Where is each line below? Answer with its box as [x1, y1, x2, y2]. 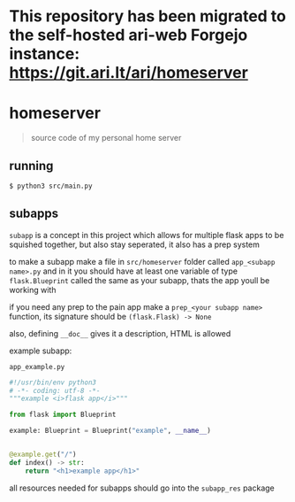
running [9, 158, 54, 174]
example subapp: [9, 345, 72, 356]
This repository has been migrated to [9, 6, 287, 27]
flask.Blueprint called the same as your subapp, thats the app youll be [9, 274, 270, 285]
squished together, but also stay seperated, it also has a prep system [9, 239, 261, 250]
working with [9, 284, 57, 295]
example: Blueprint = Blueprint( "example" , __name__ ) [9, 427, 212, 436]
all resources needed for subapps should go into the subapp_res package [9, 483, 276, 493]
